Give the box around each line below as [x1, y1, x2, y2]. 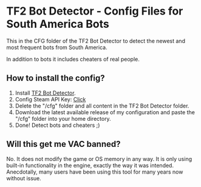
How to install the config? [6, 73, 105, 83]
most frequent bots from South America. [6, 44, 107, 51]
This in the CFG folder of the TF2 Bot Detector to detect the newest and [6, 37, 185, 44]
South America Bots [6, 17, 109, 31]
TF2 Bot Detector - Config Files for [6, 4, 183, 18]
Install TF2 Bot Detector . [15, 89, 76, 97]
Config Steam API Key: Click [15, 95, 86, 103]
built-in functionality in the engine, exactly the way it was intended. [6, 161, 174, 169]
